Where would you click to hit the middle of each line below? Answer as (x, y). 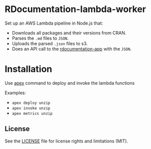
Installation (28, 69)
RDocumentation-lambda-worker (75, 9)
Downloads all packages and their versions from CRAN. (69, 33)
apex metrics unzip (32, 113)
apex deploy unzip (31, 103)
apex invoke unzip (31, 108)
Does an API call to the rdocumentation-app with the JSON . (72, 49)
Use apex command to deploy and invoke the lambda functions (70, 83)
